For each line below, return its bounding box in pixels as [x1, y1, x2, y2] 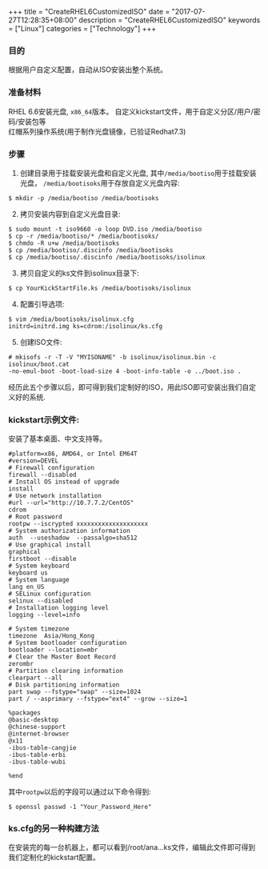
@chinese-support [8, 723, 66, 731]
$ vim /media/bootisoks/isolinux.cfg [8, 315, 134, 323]
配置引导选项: [19, 299, 65, 309]
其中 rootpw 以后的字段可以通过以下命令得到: [8, 787, 151, 797]
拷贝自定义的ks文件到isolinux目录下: [19, 268, 140, 278]
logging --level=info [8, 611, 81, 619]
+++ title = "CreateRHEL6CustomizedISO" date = [8, 7, 170, 16]
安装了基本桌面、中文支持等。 [8, 434, 106, 443]
